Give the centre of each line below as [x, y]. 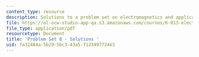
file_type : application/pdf [41, 28]
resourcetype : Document [36, 34]
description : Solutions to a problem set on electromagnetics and [90, 17]
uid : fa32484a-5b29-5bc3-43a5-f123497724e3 [61, 45]
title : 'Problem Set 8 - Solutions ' [53, 39]
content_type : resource [36, 12]
